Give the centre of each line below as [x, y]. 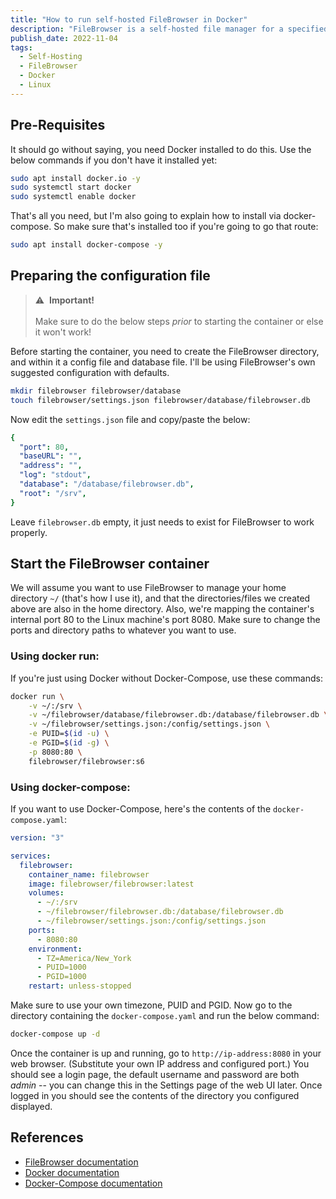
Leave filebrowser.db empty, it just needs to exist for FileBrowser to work [162, 522]
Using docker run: [55, 656]
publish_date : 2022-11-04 [64, 38]
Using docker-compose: [70, 787]
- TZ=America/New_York [84, 958]
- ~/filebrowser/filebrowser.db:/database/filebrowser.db [160, 912]
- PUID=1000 [61, 967]
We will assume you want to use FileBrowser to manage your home [148, 588]
